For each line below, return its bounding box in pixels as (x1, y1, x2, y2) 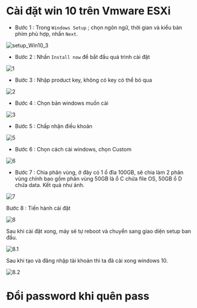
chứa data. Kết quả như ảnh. (14, 181, 85, 188)
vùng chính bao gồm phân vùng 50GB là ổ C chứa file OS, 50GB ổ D (14, 175, 182, 182)
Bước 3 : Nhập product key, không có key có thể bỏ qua (14, 76, 152, 83)
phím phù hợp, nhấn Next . (14, 30, 78, 37)
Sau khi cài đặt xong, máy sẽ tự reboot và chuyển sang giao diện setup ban (6, 228, 192, 235)
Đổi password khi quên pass (6, 290, 150, 303)
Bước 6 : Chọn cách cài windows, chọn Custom (14, 145, 132, 153)
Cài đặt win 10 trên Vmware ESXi (6, 4, 171, 18)
